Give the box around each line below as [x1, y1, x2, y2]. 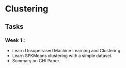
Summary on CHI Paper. [12, 57, 61, 63]
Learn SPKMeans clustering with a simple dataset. [12, 53, 113, 58]
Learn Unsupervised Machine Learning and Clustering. [12, 47, 122, 53]
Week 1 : [5, 37, 25, 44]
